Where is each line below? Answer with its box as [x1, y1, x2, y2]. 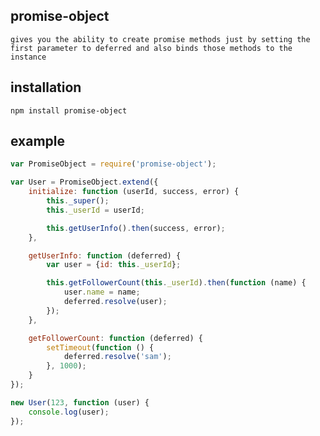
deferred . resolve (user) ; [63, 297, 168, 307]
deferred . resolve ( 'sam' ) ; [63, 352, 172, 362]
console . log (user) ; [28, 407, 110, 417]
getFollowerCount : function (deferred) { [28, 333, 203, 343]
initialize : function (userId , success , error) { [28, 187, 240, 197]
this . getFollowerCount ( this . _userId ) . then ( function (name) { [46, 278, 307, 288]
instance [10, 52, 47, 62]
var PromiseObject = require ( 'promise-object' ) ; [10, 159, 217, 169]
